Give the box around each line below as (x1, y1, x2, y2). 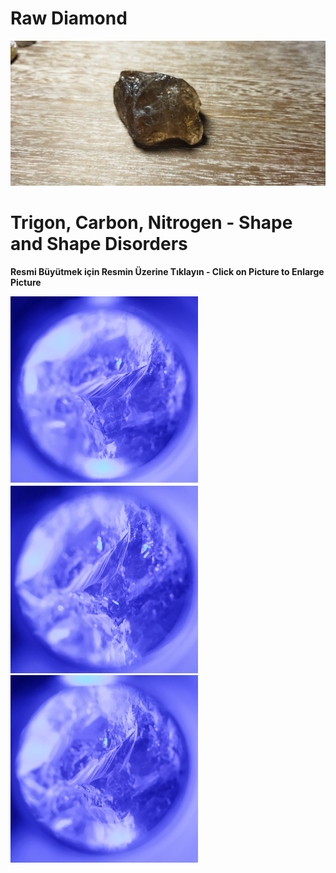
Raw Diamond (10, 7, 128, 30)
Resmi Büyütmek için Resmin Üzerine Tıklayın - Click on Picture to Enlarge (10, 265, 325, 277)
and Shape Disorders (10, 232, 188, 255)
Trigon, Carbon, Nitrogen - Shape (10, 211, 293, 234)
